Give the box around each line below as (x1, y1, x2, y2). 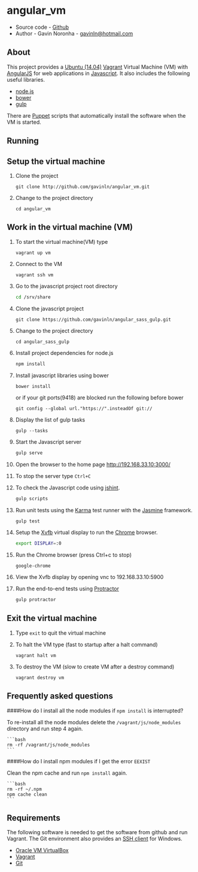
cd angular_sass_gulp (15, 339, 69, 345)
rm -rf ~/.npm (7, 786, 42, 792)
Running (7, 136, 39, 146)
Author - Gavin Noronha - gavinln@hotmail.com (15, 29, 133, 37)
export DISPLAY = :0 (15, 540, 62, 547)
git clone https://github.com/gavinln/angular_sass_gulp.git (15, 316, 172, 322)
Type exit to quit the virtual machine (15, 629, 106, 637)
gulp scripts (15, 496, 48, 502)
